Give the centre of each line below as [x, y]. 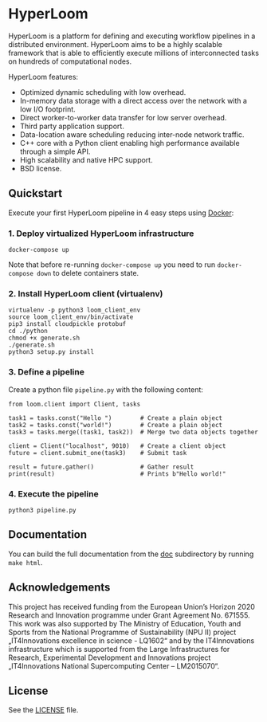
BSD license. [41, 168]
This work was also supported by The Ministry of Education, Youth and [125, 623]
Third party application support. [72, 126]
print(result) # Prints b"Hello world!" [117, 474]
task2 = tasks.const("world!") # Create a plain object [116, 425]
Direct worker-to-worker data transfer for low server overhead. [123, 117]
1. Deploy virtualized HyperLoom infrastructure [101, 233]
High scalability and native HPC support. [86, 159]
